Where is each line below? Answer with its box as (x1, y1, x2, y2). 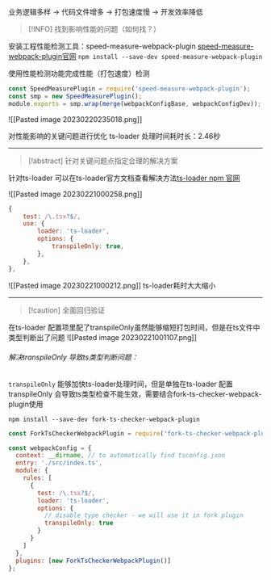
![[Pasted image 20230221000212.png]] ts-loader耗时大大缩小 (8, 280, 216, 290)
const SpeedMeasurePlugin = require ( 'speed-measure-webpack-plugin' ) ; (8, 85, 251, 93)
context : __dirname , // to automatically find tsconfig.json (15, 452, 226, 460)
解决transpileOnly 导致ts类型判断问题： (8, 352, 139, 362)
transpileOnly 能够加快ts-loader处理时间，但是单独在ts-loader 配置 (8, 379, 234, 389)
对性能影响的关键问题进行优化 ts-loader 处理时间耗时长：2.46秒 (8, 131, 221, 141)
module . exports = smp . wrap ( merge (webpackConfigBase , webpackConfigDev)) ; (8, 99, 262, 107)
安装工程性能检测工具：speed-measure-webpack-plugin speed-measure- (8, 41, 254, 51)
